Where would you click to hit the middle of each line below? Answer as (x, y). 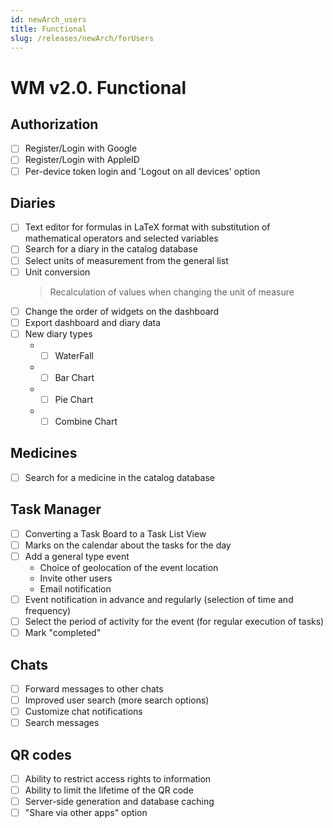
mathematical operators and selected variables (121, 238)
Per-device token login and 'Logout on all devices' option (142, 171)
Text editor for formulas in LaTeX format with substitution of (147, 227)
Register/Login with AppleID (82, 160)
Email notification (75, 588)
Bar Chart (74, 377)
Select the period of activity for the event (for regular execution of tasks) (174, 621)
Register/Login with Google (81, 148)
